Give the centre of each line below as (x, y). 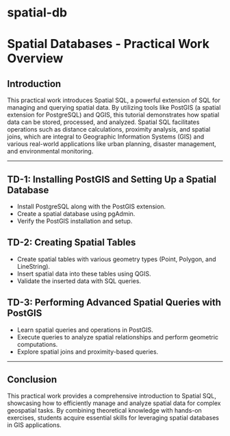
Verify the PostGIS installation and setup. (75, 221)
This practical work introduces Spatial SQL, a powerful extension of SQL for (114, 100)
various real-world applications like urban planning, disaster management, (112, 144)
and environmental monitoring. (50, 152)
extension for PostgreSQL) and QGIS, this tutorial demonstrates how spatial (113, 115)
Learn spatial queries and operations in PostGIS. (85, 330)
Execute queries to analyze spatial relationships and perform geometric (118, 337)
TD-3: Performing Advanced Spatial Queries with (114, 303)
